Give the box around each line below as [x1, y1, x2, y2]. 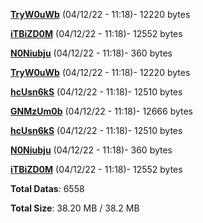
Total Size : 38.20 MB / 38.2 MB [10, 202, 140, 214]
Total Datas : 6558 [10, 183, 85, 194]
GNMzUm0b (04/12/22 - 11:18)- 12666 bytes [10, 105, 194, 117]
